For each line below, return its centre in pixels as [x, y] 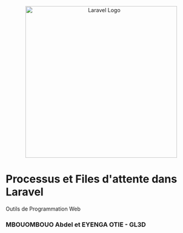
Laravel [25, 192]
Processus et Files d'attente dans [91, 179]
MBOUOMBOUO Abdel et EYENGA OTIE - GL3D [76, 225]
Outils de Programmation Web [43, 209]
